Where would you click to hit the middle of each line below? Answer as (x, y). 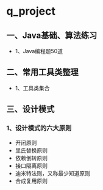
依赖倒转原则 (31, 158)
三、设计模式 (30, 109)
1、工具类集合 (32, 88)
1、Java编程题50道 (39, 51)
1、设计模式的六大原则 (39, 128)
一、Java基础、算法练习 (52, 35)
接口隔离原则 (31, 166)
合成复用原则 (31, 181)
